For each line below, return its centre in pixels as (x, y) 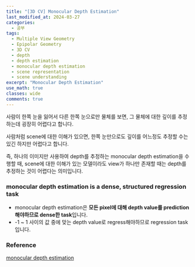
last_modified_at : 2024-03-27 (43, 17)
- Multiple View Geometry (43, 39)
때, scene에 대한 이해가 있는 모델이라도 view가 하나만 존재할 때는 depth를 (102, 163)
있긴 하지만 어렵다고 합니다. (38, 143)
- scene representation (40, 72)
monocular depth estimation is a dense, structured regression (96, 186)
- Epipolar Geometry (36, 45)
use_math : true (25, 88)
